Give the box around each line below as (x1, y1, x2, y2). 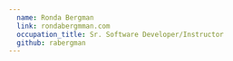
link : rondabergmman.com (16, 22, 111, 30)
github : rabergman (16, 38, 87, 48)
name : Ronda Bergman (16, 13, 94, 22)
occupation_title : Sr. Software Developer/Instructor (16, 30, 224, 39)
